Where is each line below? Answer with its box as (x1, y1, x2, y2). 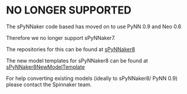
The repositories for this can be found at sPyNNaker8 (6, 45, 135, 53)
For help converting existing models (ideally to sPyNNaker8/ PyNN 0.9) (6, 75, 178, 82)
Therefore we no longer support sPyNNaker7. (6, 34, 116, 41)
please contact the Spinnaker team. (6, 80, 92, 88)
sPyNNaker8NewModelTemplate (6, 63, 85, 70)
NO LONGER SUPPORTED (6, 4, 132, 17)
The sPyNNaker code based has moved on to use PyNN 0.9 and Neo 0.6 (6, 23, 182, 30)
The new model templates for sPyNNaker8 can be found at (6, 57, 148, 64)
